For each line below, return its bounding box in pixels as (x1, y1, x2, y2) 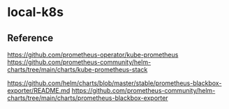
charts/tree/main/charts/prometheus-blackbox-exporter (7, 94, 169, 102)
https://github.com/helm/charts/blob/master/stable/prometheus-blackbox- (7, 79, 222, 87)
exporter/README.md (7, 87, 71, 94)
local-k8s (7, 4, 64, 20)
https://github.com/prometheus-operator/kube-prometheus (7, 50, 179, 59)
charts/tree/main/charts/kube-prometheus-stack (7, 66, 148, 73)
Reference (7, 32, 54, 44)
